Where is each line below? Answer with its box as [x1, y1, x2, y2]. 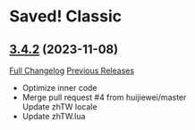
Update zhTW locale [21, 102, 97, 112]
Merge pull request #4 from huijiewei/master [21, 92, 187, 102]
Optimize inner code [21, 83, 97, 93]
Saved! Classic [9, 6, 123, 27]
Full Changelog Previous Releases [9, 65, 135, 76]
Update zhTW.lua [21, 111, 86, 121]
